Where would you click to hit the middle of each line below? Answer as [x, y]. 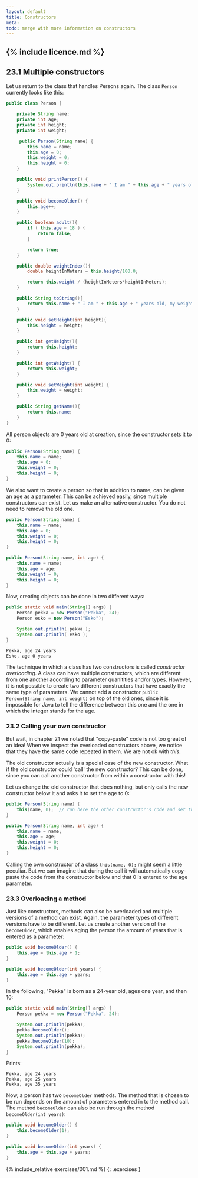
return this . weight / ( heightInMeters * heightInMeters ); [97, 282]
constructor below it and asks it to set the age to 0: [68, 793]
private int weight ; [42, 131]
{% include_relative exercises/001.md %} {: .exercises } [73, 1169]
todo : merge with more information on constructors [71, 28]
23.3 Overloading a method [46, 899]
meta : [13, 22]
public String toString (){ [50, 298]
